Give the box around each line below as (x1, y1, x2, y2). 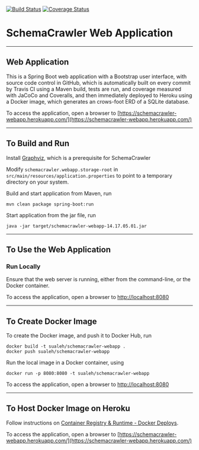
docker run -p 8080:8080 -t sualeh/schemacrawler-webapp (6, 371, 150, 377)
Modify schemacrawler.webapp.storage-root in (6, 166, 118, 173)
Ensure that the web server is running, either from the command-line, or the (6, 276, 191, 283)
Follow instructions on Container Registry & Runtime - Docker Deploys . (6, 419, 179, 426)
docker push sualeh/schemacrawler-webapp (6, 349, 110, 355)
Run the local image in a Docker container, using (6, 359, 124, 367)
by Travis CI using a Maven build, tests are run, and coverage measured (6, 85, 182, 92)
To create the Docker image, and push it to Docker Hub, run (6, 332, 152, 339)
